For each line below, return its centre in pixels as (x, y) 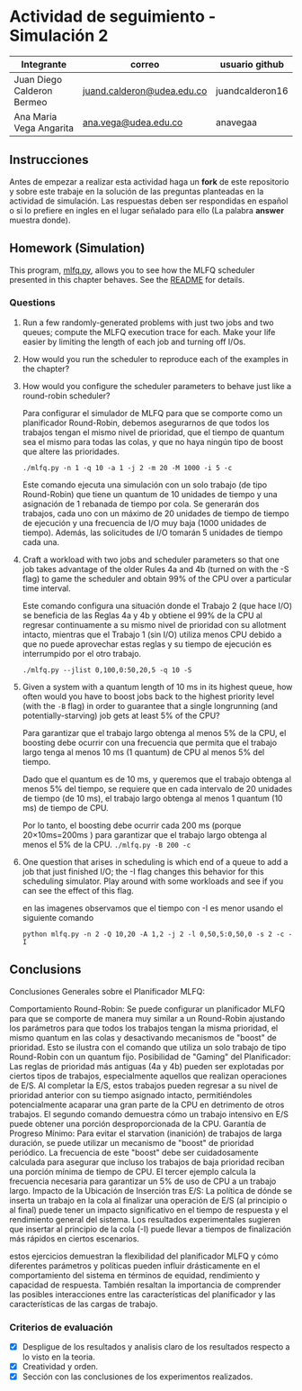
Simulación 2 (59, 36)
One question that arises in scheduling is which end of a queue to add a (155, 861)
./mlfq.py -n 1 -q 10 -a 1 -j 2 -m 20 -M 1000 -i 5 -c (127, 468)
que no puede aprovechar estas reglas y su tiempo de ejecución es (147, 644)
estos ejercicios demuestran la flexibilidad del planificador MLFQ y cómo (144, 1256)
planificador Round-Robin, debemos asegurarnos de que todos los (146, 423)
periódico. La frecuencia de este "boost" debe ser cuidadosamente (134, 1152)
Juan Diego (38, 79)
